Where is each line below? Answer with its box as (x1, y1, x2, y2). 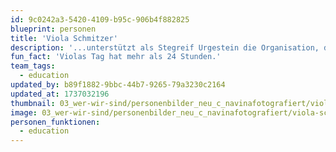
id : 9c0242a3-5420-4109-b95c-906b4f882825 (10, 14, 190, 25)
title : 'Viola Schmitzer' (10, 33, 118, 43)
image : (10, 107, 38, 118)
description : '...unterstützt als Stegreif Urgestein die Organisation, (10, 42, 320, 53)
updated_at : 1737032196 (10, 89, 110, 99)
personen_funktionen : (10, 117, 101, 127)
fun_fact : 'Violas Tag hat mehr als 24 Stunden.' (10, 52, 222, 62)
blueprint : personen (10, 24, 97, 34)
